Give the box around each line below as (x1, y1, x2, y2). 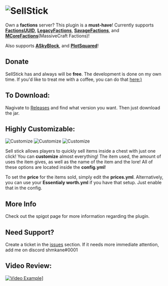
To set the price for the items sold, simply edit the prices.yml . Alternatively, (5, 174, 163, 180)
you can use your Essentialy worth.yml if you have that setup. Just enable (5, 180, 162, 186)
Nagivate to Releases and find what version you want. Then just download (5, 104, 160, 110)
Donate (5, 58, 29, 66)
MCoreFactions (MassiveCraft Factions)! (5, 33, 90, 39)
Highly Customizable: (5, 125, 75, 133)
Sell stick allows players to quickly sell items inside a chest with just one (5, 148, 156, 154)
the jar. (5, 110, 20, 116)
